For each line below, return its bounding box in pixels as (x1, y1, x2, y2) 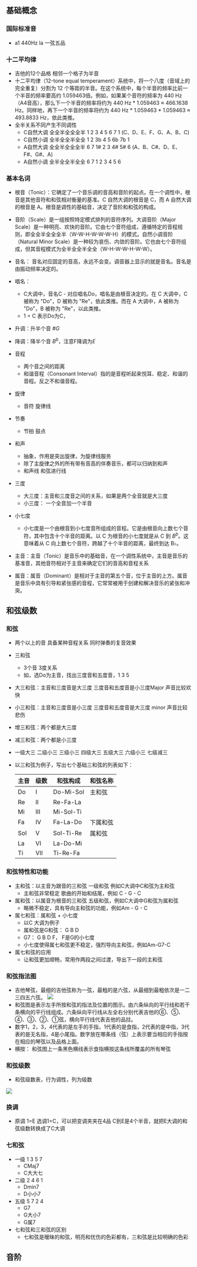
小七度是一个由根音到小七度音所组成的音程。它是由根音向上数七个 (23, 525, 183, 532)
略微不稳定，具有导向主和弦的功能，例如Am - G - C (23, 904, 148, 911)
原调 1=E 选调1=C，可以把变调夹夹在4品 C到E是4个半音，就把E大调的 (14, 1117, 183, 1125)
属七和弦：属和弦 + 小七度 (14, 911, 78, 918)
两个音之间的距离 (23, 363, 65, 370)
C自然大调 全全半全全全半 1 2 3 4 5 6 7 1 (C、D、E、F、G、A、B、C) (23, 128, 190, 135)
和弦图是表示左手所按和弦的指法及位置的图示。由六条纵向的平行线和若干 (14, 1001, 190, 1008)
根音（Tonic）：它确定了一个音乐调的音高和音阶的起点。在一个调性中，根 (14, 189, 191, 196)
